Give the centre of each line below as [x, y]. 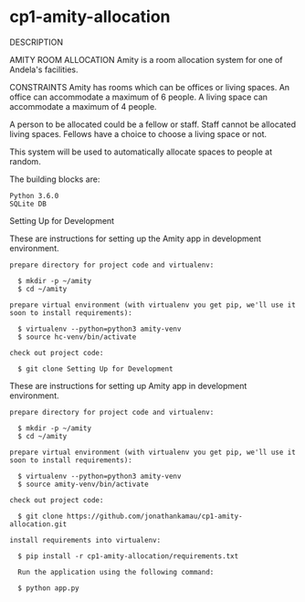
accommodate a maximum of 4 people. [83, 106]
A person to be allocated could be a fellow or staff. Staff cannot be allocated [153, 124]
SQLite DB [28, 204]
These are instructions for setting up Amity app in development [128, 385]
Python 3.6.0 [34, 195]
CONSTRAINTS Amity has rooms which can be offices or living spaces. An [150, 87]
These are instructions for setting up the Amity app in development [136, 238]
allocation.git [38, 524]
